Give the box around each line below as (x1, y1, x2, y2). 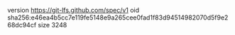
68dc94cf (7, 21, 37, 29)
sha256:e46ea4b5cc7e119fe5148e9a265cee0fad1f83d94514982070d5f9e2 (7, 13, 229, 22)
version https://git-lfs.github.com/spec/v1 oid (7, 6, 140, 14)
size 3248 (38, 21, 67, 29)
